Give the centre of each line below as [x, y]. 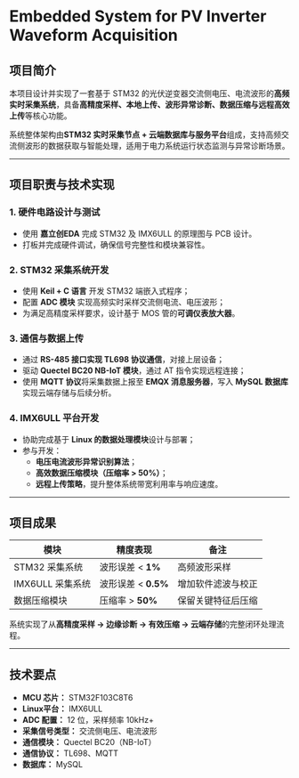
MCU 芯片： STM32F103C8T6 [77, 698]
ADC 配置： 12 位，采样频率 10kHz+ [88, 720]
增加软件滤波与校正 [218, 584]
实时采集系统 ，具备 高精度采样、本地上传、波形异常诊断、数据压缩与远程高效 [149, 105]
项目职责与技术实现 [62, 185]
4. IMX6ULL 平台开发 [54, 418]
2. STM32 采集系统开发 [59, 270]
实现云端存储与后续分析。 [69, 393]
